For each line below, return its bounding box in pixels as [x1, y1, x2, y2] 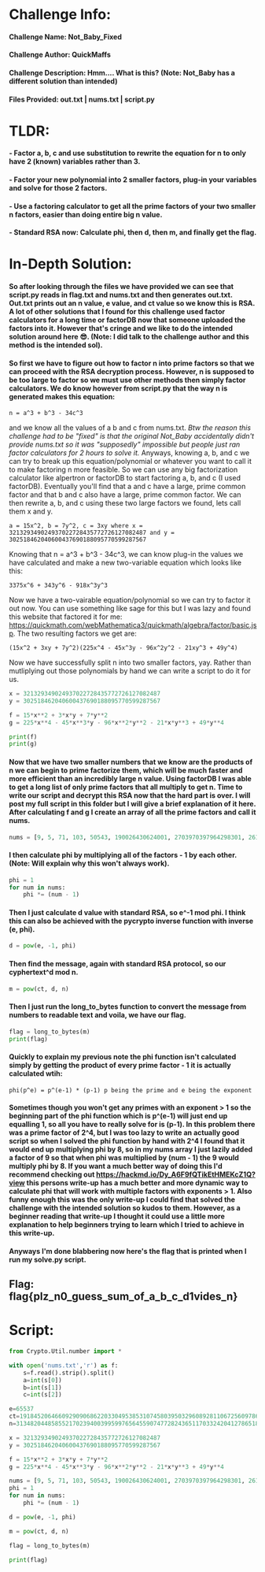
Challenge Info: [9, 6, 112, 24]
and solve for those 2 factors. [9, 183, 108, 192]
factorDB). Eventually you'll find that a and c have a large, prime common [9, 482, 246, 491]
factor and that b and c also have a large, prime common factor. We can [9, 490, 241, 499]
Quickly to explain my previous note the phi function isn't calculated [9, 1051, 237, 1061]
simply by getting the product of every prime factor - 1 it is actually [9, 1060, 231, 1070]
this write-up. [9, 1229, 55, 1238]
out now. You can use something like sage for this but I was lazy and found [9, 604, 251, 614]
